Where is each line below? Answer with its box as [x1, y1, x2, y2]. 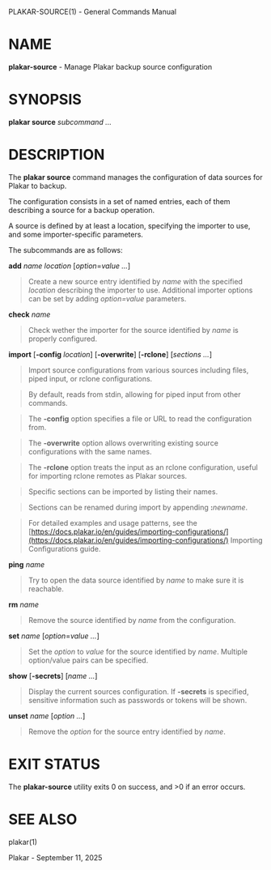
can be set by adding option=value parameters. [28, 293, 187, 303]
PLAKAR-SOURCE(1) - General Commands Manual [8, 7, 177, 16]
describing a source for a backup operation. [8, 205, 155, 215]
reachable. [28, 583, 65, 594]
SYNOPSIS [8, 91, 83, 109]
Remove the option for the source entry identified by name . [28, 727, 227, 736]
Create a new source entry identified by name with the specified [28, 276, 243, 286]
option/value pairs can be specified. [28, 655, 149, 665]
